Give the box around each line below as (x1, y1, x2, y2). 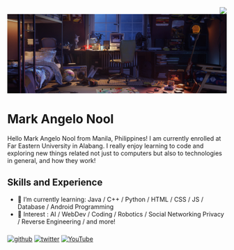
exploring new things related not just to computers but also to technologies (7, 149, 223, 157)
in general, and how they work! (7, 157, 96, 165)
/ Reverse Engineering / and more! (17, 217, 116, 226)
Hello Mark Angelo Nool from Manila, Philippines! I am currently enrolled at (7, 134, 221, 143)
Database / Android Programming (17, 202, 114, 211)
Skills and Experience (7, 177, 103, 189)
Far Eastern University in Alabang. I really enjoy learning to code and (7, 142, 204, 150)
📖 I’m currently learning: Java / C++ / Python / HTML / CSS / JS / (17, 195, 204, 203)
